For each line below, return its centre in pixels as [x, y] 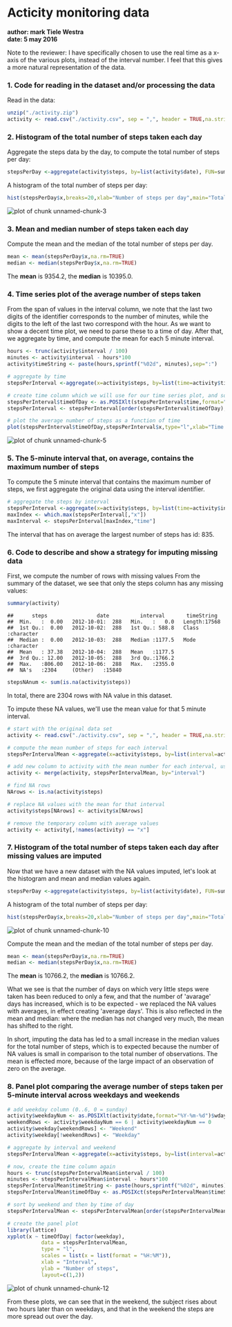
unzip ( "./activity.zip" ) [43, 113]
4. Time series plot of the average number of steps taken [104, 294]
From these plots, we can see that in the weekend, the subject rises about [112, 1301]
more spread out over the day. [50, 1316]
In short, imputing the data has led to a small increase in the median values [113, 1039]
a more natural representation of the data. [67, 67]
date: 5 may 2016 [32, 39]
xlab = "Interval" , [69, 1262]
